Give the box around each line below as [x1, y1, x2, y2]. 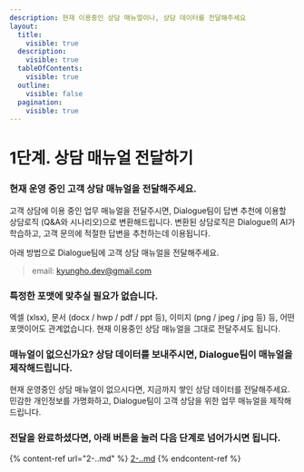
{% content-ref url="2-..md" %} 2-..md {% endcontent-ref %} [9, 453, 242, 464]
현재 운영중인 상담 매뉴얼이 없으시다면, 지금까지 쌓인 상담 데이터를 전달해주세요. [9, 384, 290, 395]
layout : [9, 22, 39, 31]
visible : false [25, 89, 83, 98]
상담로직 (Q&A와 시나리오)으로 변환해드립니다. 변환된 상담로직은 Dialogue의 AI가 [9, 216, 296, 227]
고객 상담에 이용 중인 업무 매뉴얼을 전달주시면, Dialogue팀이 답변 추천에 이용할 [9, 205, 287, 216]
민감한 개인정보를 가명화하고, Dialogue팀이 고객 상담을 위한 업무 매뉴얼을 [9, 396, 268, 407]
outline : [17, 81, 51, 90]
